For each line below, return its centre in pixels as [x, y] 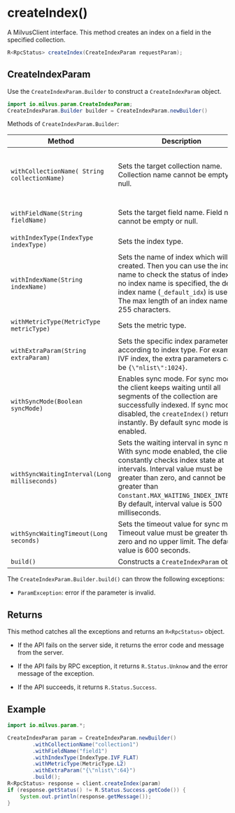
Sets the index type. [150, 242]
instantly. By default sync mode [170, 423]
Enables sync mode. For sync [166, 379]
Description [181, 141]
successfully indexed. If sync [165, 405]
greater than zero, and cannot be [172, 478]
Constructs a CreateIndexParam [169, 562]
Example [27, 709]
